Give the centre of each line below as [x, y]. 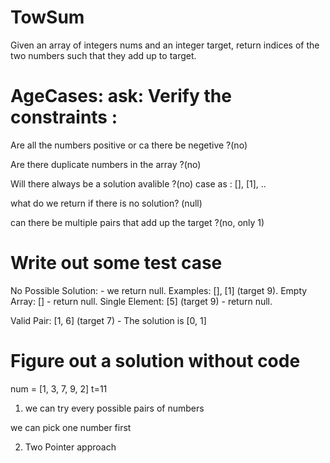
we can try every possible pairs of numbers [114, 408]
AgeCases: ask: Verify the [121, 96]
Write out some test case [116, 263]
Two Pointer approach [70, 447]
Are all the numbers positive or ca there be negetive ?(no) [129, 145]
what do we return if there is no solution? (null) [106, 203]
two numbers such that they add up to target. [103, 55]
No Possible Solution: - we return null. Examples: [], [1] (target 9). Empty [159, 290]
